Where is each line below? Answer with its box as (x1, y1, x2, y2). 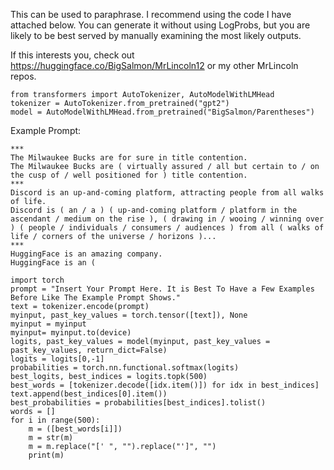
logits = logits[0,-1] (10, 354, 105, 364)
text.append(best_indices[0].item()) (10, 389, 168, 399)
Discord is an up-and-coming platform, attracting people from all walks (10, 188, 325, 198)
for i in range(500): (10, 415, 101, 425)
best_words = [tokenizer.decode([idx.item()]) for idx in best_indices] (10, 380, 320, 390)
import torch (10, 275, 65, 285)
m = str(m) (28, 433, 74, 443)
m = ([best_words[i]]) (28, 424, 123, 434)
